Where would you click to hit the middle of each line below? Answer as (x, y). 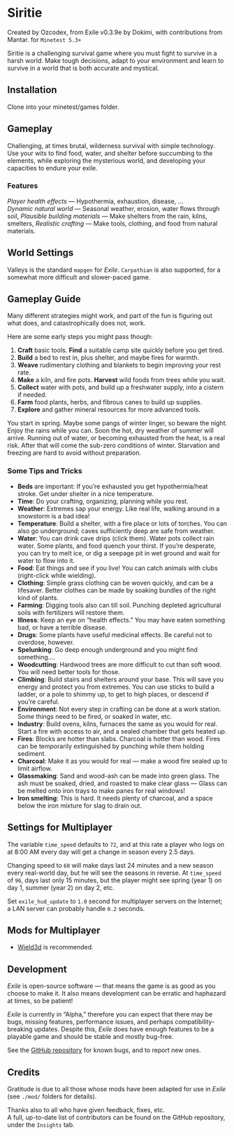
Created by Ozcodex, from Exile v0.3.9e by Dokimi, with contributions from (115, 32)
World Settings (41, 253)
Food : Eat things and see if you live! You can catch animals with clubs (117, 568)
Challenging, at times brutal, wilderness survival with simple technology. (111, 145)
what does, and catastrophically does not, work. (76, 323)
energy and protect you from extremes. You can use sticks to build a (116, 687)
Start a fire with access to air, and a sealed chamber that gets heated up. (122, 731)
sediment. (32, 753)
